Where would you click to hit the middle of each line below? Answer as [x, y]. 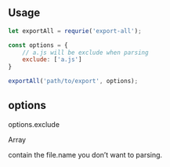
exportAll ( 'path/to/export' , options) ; [73, 82]
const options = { [38, 45]
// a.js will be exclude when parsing [85, 53]
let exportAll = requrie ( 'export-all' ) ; [75, 31]
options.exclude [34, 124]
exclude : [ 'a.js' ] [52, 60]
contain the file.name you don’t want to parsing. [85, 154]
